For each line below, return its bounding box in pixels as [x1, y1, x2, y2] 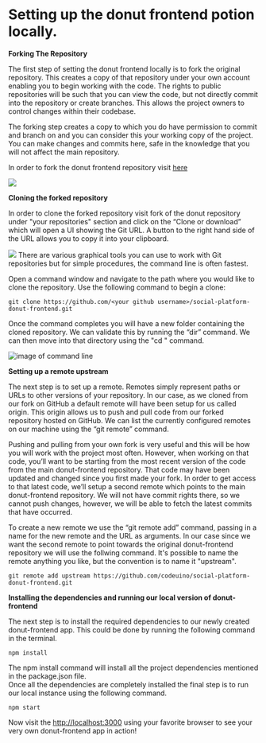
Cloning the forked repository [8, 193, 109, 202]
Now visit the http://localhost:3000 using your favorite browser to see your [8, 718, 253, 727]
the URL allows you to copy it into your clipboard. [8, 233, 169, 243]
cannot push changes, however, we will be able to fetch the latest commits [8, 499, 253, 508]
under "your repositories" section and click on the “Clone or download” [8, 216, 241, 226]
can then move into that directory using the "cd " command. [8, 336, 205, 345]
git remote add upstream [8, 571, 91, 580]
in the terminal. [8, 633, 57, 643]
